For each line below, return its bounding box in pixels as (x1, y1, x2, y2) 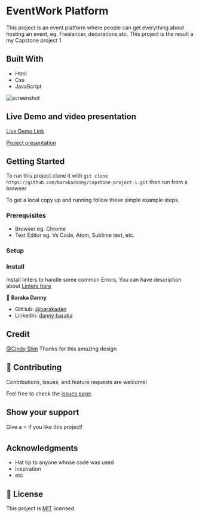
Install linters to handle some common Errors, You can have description (6, 276, 182, 283)
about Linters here (6, 282, 52, 290)
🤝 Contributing (6, 362, 62, 373)
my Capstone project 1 (6, 36, 62, 44)
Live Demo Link (6, 127, 45, 135)
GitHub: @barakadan (14, 305, 67, 312)
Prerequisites (6, 211, 46, 220)
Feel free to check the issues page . (6, 390, 93, 397)
